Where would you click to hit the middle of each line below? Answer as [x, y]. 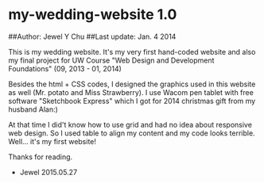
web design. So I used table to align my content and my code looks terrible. [132, 133]
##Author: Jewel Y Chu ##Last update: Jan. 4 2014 [92, 36]
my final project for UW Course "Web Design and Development [111, 60]
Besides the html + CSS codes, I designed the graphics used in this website [132, 84]
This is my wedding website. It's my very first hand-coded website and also [132, 51]
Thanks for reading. [41, 157]
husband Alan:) [33, 109]
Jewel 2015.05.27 [49, 172]
